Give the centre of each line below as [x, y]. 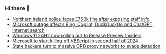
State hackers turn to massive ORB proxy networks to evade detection [86, 46]
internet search [28, 30]
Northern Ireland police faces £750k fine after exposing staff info [81, 19]
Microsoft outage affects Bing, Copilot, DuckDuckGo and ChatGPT [82, 24]
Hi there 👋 [17, 8]
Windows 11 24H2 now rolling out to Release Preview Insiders [77, 36]
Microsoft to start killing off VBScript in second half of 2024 [75, 41]
